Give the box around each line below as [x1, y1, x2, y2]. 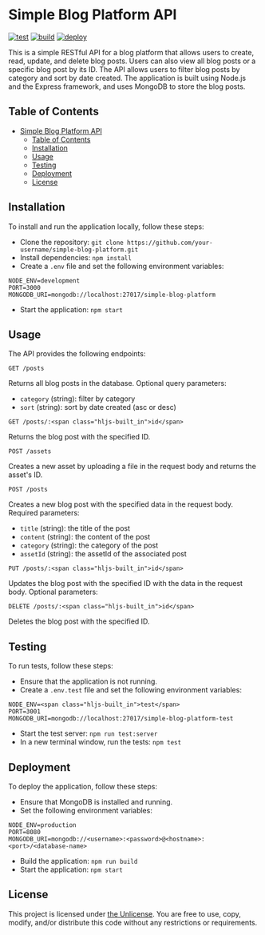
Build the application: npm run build [19, 857, 138, 865]
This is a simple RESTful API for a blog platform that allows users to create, [8, 47, 254, 57]
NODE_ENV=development [8, 276, 81, 285]
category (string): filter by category [19, 394, 136, 403]
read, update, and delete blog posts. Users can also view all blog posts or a [8, 56, 256, 66]
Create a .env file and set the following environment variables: [19, 261, 224, 271]
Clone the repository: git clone [19, 237, 124, 247]
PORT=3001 [8, 708, 42, 716]
